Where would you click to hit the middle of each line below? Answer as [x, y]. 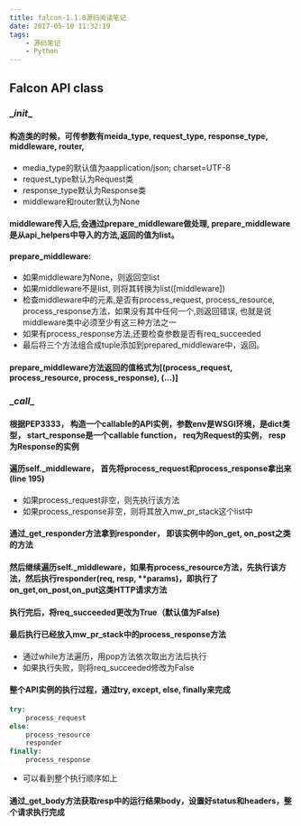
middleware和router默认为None [81, 201]
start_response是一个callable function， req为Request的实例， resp [156, 435]
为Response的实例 [44, 446]
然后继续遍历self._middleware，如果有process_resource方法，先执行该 [144, 567]
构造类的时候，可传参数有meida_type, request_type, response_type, [139, 136]
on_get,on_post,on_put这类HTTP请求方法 [88, 589]
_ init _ [21, 114]
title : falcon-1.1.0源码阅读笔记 [68, 18]
